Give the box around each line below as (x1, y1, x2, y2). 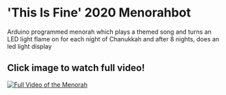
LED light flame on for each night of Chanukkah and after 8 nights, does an (7, 34, 220, 43)
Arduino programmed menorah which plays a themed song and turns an (7, 28, 212, 36)
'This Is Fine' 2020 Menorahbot (7, 5, 192, 21)
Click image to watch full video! (7, 62, 145, 74)
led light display (7, 42, 52, 50)
